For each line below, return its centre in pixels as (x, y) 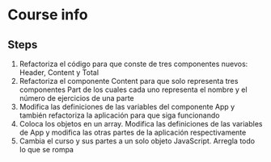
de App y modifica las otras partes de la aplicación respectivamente (133, 132)
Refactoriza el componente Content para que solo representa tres (129, 81)
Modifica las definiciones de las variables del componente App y (127, 107)
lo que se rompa (47, 150)
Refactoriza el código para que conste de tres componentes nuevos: (133, 64)
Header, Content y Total (59, 73)
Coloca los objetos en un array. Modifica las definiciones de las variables (141, 124)
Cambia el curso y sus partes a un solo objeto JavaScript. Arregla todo (137, 141)
